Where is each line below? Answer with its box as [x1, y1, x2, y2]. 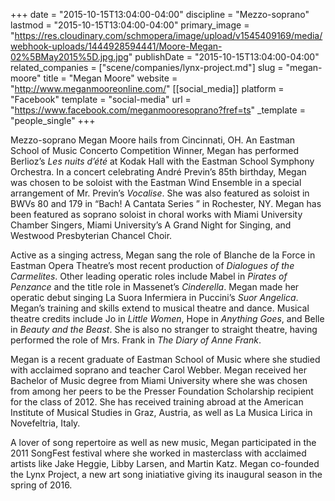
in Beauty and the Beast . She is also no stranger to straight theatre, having [10, 324, 318, 335]
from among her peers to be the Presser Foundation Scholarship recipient [10, 385, 314, 397]
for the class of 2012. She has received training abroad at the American [10, 396, 304, 408]
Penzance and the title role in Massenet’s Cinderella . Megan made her [10, 281, 300, 293]
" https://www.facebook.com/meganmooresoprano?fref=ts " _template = [10, 104, 306, 116]
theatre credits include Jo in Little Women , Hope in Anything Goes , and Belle [10, 313, 325, 324]
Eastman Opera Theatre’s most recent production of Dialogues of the [10, 260, 295, 271]
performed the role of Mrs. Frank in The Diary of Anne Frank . [10, 334, 262, 346]
